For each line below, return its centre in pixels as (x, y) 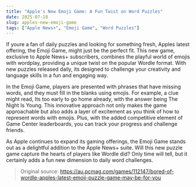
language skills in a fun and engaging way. (57, 75)
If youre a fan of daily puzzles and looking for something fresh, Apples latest (98, 44)
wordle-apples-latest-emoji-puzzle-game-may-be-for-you (91, 178)
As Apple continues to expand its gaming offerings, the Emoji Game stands (96, 141)
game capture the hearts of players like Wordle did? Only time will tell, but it (97, 154)
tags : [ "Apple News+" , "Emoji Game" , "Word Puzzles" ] (73, 28)
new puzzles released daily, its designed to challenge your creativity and (93, 69)
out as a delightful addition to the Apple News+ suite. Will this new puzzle (94, 148)
